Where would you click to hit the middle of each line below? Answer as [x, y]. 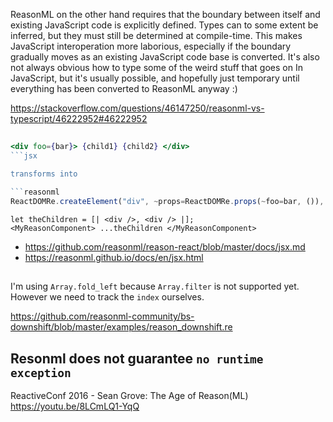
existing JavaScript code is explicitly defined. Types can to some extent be [164, 25]
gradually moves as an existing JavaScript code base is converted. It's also [165, 57]
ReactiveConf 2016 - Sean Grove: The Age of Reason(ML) [129, 395]
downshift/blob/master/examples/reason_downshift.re [121, 327]
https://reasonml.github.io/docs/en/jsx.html [114, 257]
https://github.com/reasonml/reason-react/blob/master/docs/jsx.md [165, 246]
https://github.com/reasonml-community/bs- [102, 316]
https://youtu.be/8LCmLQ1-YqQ [75, 406]
